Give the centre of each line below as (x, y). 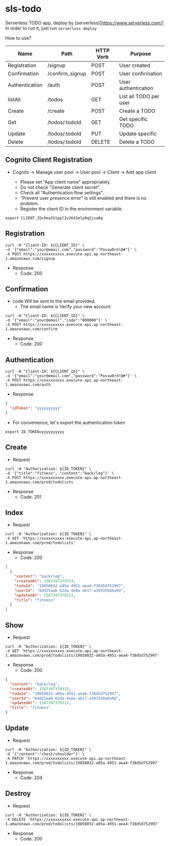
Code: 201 (31, 497)
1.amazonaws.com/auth (28, 385)
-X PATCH (14, 758)
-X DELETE (16, 819)
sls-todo (24, 9)
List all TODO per (139, 96)
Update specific (138, 134)
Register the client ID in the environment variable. (71, 208)
